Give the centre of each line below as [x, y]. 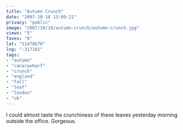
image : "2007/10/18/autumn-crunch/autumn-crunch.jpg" [73, 28]
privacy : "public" [28, 22]
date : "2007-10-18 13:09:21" [41, 17]
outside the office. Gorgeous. [41, 121]
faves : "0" [19, 38]
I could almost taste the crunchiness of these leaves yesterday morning [92, 115]
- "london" [19, 93]
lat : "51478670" [26, 44]
